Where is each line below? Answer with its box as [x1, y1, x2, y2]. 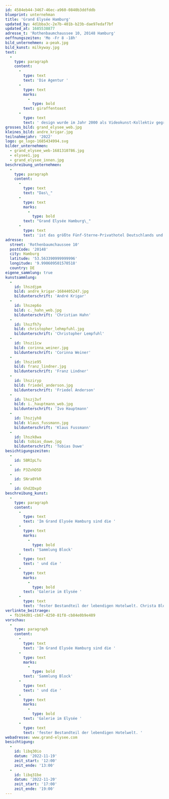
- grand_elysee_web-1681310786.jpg [10, 148, 84, 153]
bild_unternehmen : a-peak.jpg [5, 40, 69, 45]
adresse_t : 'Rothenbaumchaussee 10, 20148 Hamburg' [5, 31, 116, 36]
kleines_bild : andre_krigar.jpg [5, 129, 73, 134]
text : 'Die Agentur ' [23, 78, 69, 83]
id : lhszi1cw [14, 341, 42, 346]
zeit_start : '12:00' [14, 758, 57, 763]
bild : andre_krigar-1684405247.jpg [14, 289, 89, 294]
